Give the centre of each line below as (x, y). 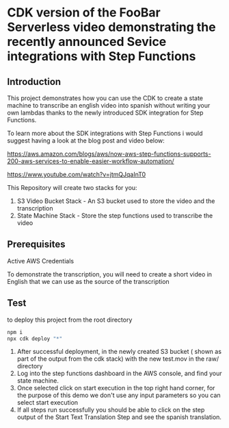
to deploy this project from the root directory (70, 320)
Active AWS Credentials (40, 261)
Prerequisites (36, 245)
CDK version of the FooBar (84, 13)
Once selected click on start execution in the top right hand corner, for (116, 388)
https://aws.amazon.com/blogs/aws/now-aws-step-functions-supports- (109, 154)
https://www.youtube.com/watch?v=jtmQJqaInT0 (77, 174)
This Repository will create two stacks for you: (72, 188)
